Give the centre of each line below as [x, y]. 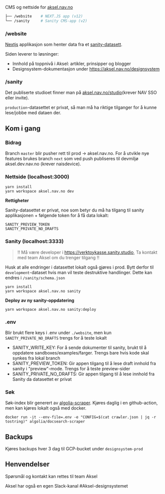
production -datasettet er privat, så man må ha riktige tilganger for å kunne [81, 107]
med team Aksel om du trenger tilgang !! [58, 257]
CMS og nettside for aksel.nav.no [39, 7]
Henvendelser [27, 464]
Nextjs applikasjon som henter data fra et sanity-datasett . [64, 45]
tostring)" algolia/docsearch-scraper [45, 422]
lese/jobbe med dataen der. [33, 113]
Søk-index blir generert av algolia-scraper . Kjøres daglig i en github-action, [82, 403]
